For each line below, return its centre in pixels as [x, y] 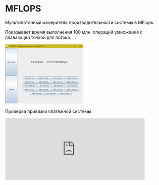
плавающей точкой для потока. [38, 37]
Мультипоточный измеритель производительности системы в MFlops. [80, 22]
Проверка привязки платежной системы [48, 111]
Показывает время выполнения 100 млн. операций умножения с [74, 32]
